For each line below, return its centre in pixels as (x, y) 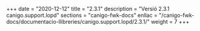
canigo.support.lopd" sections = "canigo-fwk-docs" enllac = (82, 15)
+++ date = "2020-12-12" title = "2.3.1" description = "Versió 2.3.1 (88, 9)
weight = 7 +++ (170, 22)
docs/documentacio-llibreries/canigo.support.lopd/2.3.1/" (78, 22)
